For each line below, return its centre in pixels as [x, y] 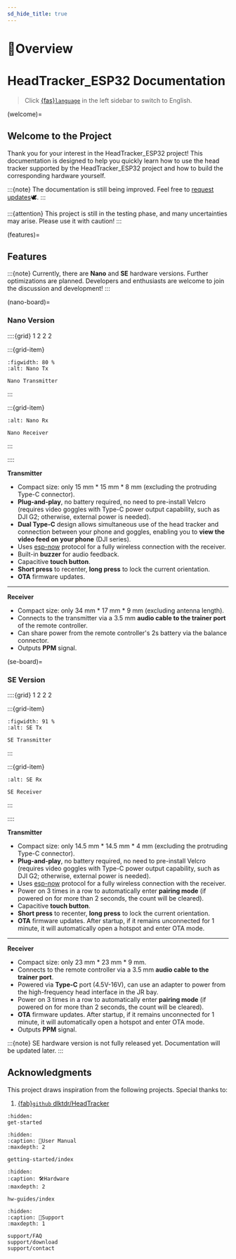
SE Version [26, 679]
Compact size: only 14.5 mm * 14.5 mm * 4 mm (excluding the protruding [123, 846]
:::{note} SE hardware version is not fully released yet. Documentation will [114, 1043]
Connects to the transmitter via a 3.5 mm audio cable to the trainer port [122, 618]
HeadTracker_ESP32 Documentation [117, 81]
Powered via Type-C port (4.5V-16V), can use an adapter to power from [122, 984]
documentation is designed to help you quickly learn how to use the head [113, 161]
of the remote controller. [52, 625]
